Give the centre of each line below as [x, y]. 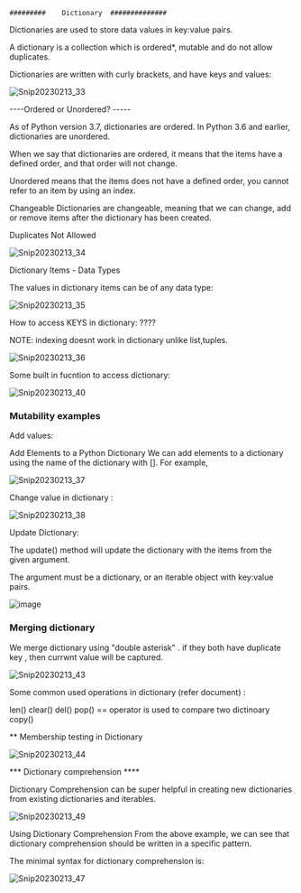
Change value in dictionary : [62, 498]
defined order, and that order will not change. [93, 163]
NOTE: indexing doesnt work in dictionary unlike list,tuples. [119, 340]
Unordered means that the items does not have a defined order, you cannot [149, 181]
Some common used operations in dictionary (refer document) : [128, 692]
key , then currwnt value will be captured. [87, 657]
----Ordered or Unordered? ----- [70, 109]
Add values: [32, 436]
